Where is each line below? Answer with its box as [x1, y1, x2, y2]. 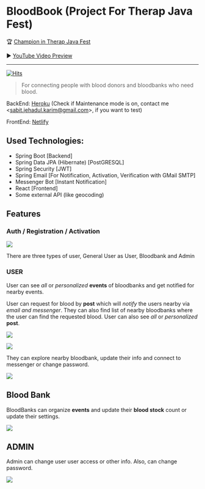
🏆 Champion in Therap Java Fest [6, 38, 91, 45]
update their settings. [6, 413, 60, 420]
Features [6, 209, 41, 219]
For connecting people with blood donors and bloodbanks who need [21, 81, 194, 89]
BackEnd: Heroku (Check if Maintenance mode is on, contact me [6, 100, 169, 107]
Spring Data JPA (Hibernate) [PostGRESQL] [15, 158, 124, 166]
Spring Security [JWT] [15, 165, 72, 172]
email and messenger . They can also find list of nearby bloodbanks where [6, 306, 193, 314]
